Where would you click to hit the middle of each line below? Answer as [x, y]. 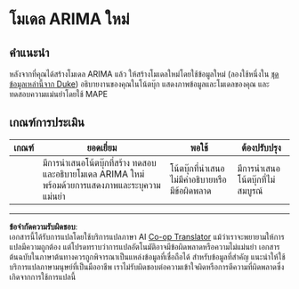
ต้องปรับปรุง [262, 147]
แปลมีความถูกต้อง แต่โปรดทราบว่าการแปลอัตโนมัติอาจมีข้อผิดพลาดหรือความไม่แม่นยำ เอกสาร [145, 246]
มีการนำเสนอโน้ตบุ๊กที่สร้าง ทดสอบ [100, 162]
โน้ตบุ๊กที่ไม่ [256, 179]
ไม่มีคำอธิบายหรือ [198, 179]
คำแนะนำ [29, 52]
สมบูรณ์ [250, 190]
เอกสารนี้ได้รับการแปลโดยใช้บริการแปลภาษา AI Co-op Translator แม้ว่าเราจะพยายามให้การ [147, 236]
